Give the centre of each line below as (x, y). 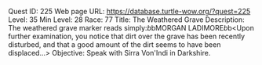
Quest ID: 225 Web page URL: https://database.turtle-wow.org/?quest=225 (129, 11)
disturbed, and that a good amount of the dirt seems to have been (115, 45)
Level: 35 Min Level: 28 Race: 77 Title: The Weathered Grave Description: (126, 20)
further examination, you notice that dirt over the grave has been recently (127, 36)
